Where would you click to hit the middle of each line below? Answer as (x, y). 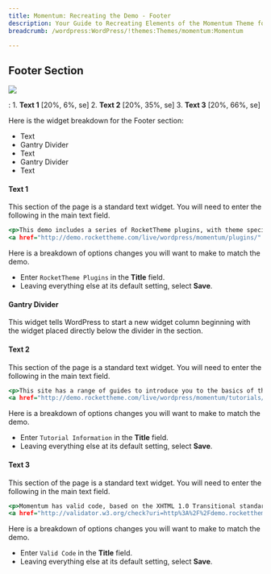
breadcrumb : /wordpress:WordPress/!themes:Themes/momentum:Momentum (126, 31)
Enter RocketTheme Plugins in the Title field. (92, 277)
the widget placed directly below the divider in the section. (106, 331)
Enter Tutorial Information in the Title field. (94, 438)
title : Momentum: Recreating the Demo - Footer (90, 16)
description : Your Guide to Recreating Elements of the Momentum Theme (131, 23)
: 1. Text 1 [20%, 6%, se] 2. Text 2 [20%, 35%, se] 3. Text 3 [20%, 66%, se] (134, 105)
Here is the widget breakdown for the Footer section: (96, 121)
